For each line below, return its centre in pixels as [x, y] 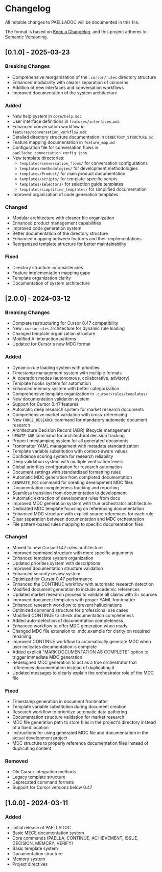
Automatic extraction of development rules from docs [66, 498]
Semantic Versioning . [26, 37]
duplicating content [32, 748]
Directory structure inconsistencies [47, 267]
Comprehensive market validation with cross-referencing [69, 414]
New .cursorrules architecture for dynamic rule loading [68, 328]
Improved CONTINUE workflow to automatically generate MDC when [81, 641]
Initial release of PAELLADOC [41, 828]
